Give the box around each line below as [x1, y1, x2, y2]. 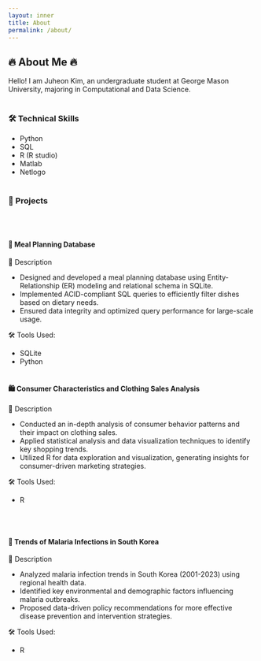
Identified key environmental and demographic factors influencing [19, 586, 233, 596]
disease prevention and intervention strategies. [19, 611, 173, 621]
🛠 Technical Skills [8, 113, 80, 124]
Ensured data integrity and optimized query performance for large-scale [19, 306, 254, 315]
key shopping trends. [19, 444, 89, 454]
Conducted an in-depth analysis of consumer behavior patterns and [19, 419, 240, 429]
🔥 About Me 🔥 [8, 55, 78, 69]
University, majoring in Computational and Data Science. [8, 84, 191, 95]
